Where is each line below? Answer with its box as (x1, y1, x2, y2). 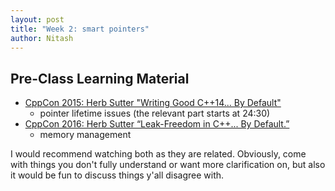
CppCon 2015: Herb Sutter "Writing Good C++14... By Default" (24, 97, 282, 109)
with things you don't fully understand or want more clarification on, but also (10, 159, 326, 171)
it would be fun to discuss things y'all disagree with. (10, 169, 225, 181)
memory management (39, 129, 132, 141)
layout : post (10, 14, 65, 25)
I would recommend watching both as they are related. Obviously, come (10, 148, 307, 160)
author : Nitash (10, 33, 74, 43)
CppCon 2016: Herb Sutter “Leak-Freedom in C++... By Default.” (24, 118, 290, 130)
